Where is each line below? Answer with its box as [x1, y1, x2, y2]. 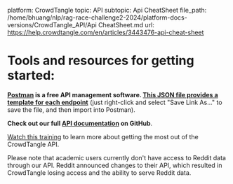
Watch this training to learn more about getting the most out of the [7, 132, 199, 141]
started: [7, 68, 55, 83]
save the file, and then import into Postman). [7, 105, 135, 114]
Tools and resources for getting [7, 52, 194, 69]
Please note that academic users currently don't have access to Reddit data [7, 153, 227, 162]
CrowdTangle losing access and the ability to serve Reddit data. [7, 168, 192, 177]
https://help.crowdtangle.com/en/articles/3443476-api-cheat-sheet [7, 28, 204, 36]
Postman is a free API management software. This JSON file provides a [7, 90, 219, 99]
